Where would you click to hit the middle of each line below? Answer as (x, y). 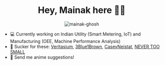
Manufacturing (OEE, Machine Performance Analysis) (65, 41)
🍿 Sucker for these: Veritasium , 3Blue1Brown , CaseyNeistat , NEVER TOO (85, 46)
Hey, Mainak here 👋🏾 (82, 10)
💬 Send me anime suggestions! (42, 57)
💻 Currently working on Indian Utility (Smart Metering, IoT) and (75, 34)
